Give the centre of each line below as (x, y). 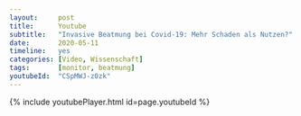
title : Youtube (48, 26)
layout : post (42, 18)
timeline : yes (40, 51)
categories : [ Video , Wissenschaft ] (76, 59)
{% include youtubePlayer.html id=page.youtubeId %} (110, 102)
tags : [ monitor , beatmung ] (72, 68)
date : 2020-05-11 (54, 43)
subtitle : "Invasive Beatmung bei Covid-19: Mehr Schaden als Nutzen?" (151, 34)
